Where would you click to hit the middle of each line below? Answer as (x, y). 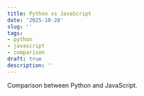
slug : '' (20, 26)
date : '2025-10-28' (35, 20)
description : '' (31, 65)
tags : (15, 33)
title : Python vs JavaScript (49, 14)
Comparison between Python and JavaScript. (72, 85)
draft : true (24, 59)
